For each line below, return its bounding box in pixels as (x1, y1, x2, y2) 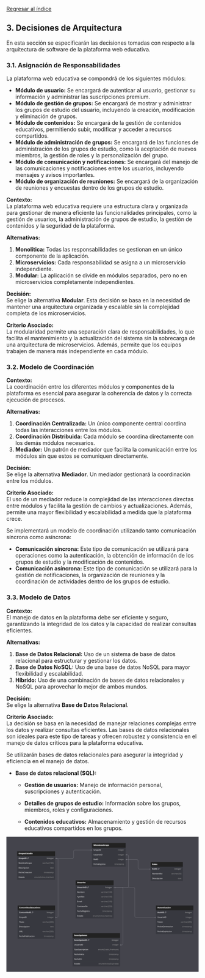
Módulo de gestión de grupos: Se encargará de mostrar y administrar (15, 100, 192, 107)
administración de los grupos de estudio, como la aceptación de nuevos (15, 145, 197, 152)
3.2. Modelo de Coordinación (6, 363, 95, 371)
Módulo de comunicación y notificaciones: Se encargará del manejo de (15, 159, 198, 166)
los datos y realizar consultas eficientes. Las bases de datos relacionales (6, 726, 190, 733)
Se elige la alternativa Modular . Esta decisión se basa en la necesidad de (6, 297, 190, 304)
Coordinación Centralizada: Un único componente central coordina (15, 420, 187, 427)
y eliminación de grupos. (15, 113, 77, 120)
